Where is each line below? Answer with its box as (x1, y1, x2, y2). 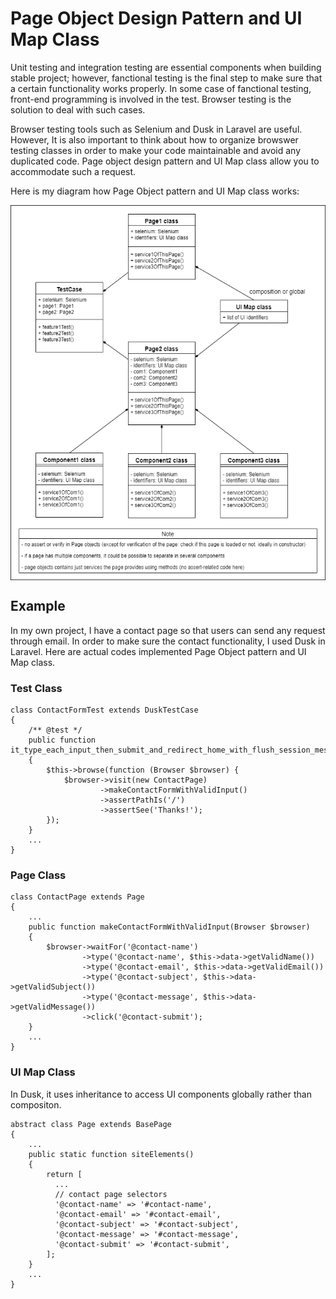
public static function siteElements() (28, 1149, 195, 1159)
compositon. (10, 1098, 62, 1111)
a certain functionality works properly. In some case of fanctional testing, (10, 82, 312, 94)
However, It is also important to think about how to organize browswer (10, 133, 299, 146)
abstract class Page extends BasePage (10, 1119, 172, 1129)
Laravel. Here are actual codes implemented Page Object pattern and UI (10, 645, 307, 657)
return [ (46, 1169, 83, 1179)
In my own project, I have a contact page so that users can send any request (10, 624, 326, 636)
